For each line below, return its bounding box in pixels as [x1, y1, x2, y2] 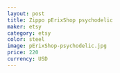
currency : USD [7, 56, 49, 63]
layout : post [7, 10, 45, 17]
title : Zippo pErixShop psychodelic [7, 17, 113, 24]
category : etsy [7, 29, 51, 37]
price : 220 [7, 49, 39, 56]
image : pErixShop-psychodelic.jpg [7, 42, 108, 49]
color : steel [7, 36, 45, 43]
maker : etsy [7, 23, 42, 30]
